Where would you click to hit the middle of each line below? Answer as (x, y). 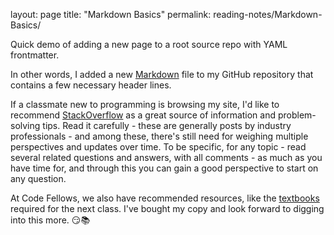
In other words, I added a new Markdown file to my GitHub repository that (162, 74)
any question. (38, 178)
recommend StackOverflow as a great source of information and (143, 115)
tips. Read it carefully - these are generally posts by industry (167, 125)
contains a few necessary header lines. (91, 85)
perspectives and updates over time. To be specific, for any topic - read (158, 147)
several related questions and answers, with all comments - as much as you (166, 157)
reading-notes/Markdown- (268, 14)
